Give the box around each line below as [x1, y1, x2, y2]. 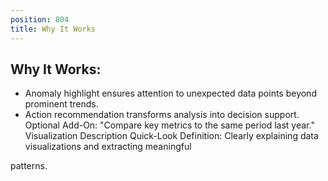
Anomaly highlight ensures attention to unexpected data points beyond [24, 87, 317, 100]
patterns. [10, 160, 48, 172]
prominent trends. [24, 98, 99, 110]
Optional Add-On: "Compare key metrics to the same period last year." [24, 119, 315, 131]
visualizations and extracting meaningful [24, 141, 192, 153]
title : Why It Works [10, 24, 97, 34]
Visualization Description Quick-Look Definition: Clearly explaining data [24, 130, 319, 142]
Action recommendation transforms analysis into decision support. [24, 109, 300, 121]
